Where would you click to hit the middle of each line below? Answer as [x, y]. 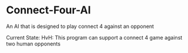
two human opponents [33, 44]
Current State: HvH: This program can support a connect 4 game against [94, 37]
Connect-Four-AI [48, 10]
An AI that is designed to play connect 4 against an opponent [80, 26]
